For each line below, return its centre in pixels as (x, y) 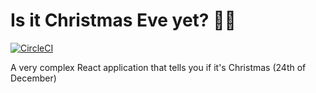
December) (33, 78)
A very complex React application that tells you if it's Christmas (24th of (158, 67)
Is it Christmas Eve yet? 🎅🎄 (123, 20)
